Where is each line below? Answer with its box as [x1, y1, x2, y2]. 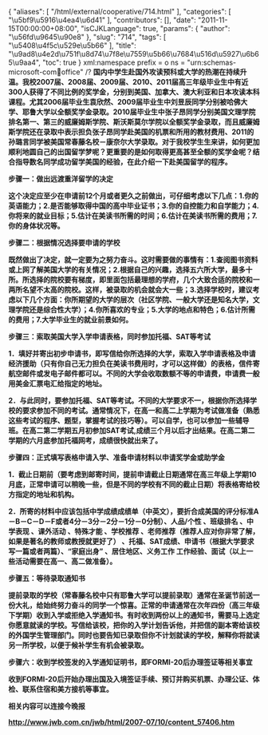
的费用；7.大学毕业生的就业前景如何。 [8, 315, 133, 324]
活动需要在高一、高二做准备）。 [14, 557, 117, 566]
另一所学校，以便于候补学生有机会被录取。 [8, 641, 148, 650]
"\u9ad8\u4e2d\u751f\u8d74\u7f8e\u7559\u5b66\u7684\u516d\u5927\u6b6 [8, 50, 259, 58]
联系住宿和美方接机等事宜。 [22, 685, 113, 693]
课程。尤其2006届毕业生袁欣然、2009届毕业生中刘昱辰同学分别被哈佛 [8, 97, 241, 106]
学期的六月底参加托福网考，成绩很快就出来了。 [8, 435, 162, 445]
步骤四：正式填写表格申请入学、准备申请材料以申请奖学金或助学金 [8, 453, 225, 462]
